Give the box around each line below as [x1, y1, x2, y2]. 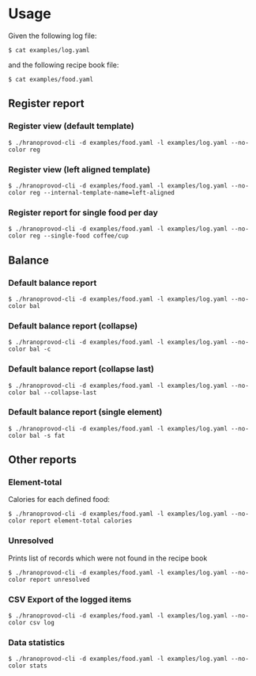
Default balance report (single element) [8, 407, 163, 418]
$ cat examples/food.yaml [8, 75, 93, 83]
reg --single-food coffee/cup [28, 232, 129, 240]
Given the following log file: [8, 31, 97, 40]
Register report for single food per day [8, 207, 158, 218]
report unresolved [28, 575, 90, 583]
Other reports [8, 453, 77, 467]
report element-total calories [28, 517, 133, 525]
